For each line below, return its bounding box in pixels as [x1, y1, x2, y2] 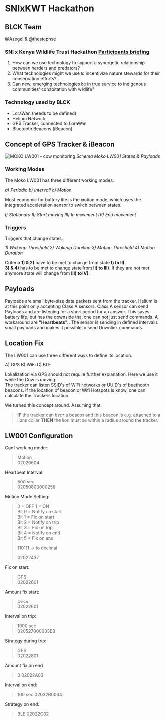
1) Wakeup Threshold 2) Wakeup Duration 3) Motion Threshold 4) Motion [5, 245, 155, 250]
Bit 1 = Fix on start [17, 514, 55, 520]
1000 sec [17, 623, 36, 629]
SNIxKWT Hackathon [5, 3, 94, 14]
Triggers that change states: [5, 235, 63, 241]
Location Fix [5, 339, 44, 348]
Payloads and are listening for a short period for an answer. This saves [5, 308, 150, 314]
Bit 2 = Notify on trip [17, 519, 59, 525]
